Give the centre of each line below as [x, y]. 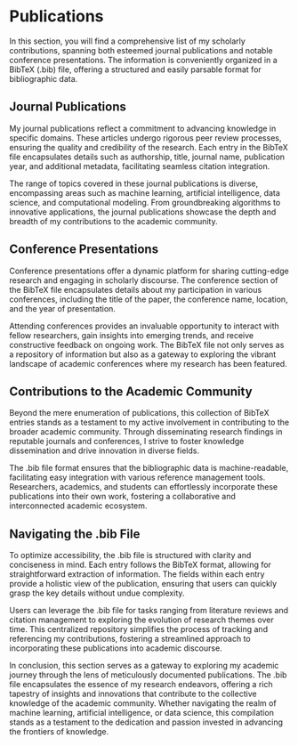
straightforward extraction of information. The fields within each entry [137, 574]
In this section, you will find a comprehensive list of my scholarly [128, 41]
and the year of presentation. [62, 308]
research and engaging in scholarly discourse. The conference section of [144, 280]
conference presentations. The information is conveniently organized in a [143, 60]
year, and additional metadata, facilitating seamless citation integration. [140, 166]
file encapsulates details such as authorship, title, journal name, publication [147, 157]
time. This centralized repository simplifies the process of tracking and [139, 629]
